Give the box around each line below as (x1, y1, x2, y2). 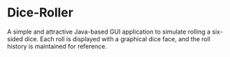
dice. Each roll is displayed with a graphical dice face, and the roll (24, 34, 211, 43)
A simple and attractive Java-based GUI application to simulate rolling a (7, 27, 211, 36)
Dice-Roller (7, 5, 74, 21)
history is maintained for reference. (7, 42, 107, 50)
